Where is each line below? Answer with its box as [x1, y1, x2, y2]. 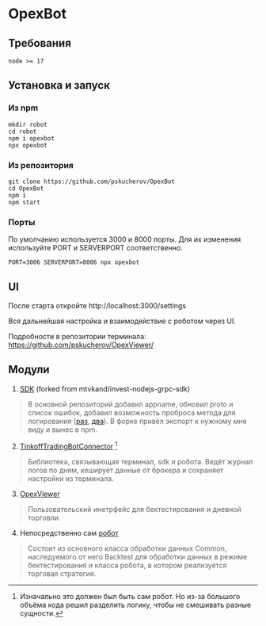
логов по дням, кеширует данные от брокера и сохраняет [27, 465, 224, 475]
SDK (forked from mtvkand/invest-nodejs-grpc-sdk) [19, 384, 191, 393]
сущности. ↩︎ [19, 608, 63, 618]
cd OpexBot [8, 184, 44, 193]
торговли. [27, 513, 61, 522]
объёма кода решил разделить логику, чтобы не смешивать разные [19, 600, 252, 609]
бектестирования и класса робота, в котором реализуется [27, 560, 227, 570]
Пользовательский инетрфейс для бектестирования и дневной [27, 504, 241, 513]
